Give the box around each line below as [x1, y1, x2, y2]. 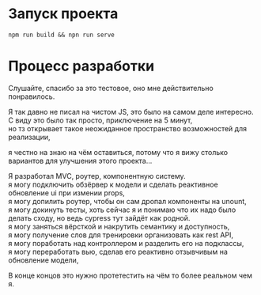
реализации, [8, 132, 51, 142]
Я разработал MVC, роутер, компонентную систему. [8, 171, 186, 180]
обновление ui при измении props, [8, 187, 125, 198]
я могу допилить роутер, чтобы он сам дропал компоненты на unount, [8, 196, 247, 206]
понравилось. [8, 92, 55, 101]
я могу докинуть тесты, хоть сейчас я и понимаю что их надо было [8, 205, 236, 214]
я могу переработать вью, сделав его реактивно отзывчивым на [8, 247, 228, 256]
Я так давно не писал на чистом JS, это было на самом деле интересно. [8, 107, 254, 116]
